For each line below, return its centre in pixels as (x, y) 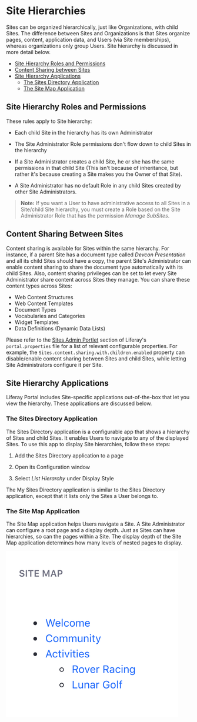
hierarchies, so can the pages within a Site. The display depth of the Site (94, 536)
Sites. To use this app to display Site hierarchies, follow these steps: (88, 444)
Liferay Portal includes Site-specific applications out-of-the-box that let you (98, 397)
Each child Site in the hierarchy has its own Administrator (84, 132)
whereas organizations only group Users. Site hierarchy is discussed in (92, 46)
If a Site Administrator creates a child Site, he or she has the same (94, 161)
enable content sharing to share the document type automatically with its (95, 267)
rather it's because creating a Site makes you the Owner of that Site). (98, 174)
